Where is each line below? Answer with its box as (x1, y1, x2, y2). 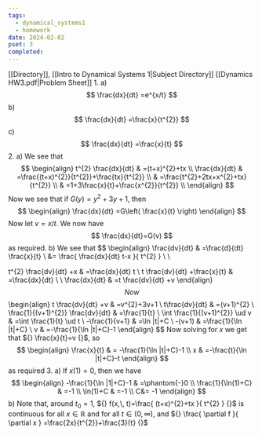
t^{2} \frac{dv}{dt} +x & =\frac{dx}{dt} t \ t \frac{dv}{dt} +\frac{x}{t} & (8, 266, 234, 276)
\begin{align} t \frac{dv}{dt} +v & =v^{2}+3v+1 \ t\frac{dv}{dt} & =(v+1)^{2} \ (8, 299, 255, 309)
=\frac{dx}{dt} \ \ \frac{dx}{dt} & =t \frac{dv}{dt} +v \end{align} (8, 275, 213, 284)
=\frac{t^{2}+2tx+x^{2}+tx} (159, 172, 247, 181)
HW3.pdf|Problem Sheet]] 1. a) (8, 78, 107, 87)
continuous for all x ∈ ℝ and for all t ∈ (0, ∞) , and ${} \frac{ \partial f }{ (8, 409, 239, 419)
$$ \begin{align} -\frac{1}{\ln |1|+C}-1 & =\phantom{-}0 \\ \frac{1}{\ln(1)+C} (11, 378, 253, 387)
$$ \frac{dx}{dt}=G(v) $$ (90, 231, 173, 240)
